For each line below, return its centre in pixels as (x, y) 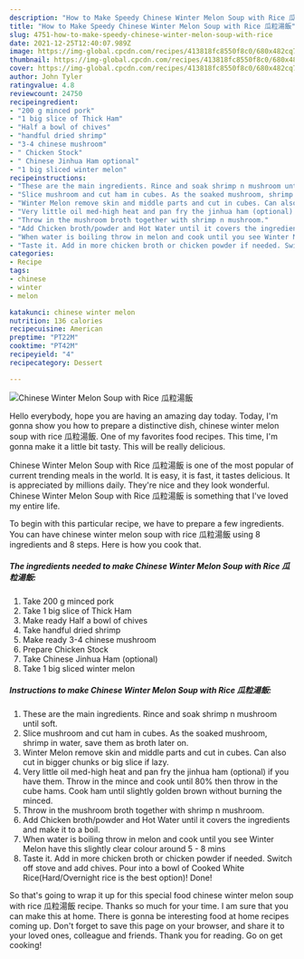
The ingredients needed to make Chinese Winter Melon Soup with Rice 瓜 (150, 567)
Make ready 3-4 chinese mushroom (89, 639)
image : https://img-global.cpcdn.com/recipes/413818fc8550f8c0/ (133, 52)
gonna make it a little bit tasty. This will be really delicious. (118, 446)
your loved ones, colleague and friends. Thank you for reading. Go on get (146, 935)
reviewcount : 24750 (46, 93)
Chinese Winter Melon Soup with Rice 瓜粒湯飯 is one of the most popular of (152, 465)
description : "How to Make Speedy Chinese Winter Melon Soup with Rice (147, 18)
